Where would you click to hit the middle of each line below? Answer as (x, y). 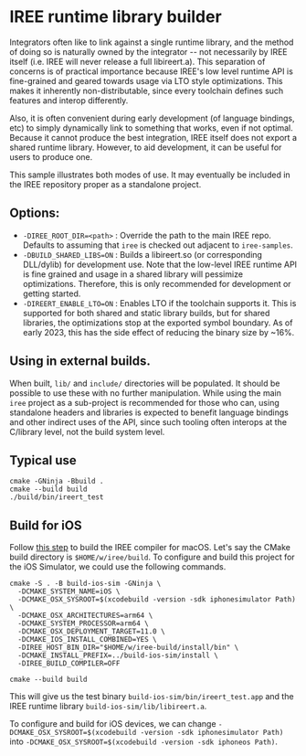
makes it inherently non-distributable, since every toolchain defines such (147, 91)
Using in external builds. (80, 362)
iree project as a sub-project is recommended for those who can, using (145, 402)
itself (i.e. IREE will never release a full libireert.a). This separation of (137, 61)
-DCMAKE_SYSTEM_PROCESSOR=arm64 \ (83, 623)
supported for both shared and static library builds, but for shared (146, 313)
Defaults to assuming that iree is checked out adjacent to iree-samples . (158, 245)
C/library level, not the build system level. (87, 431)
